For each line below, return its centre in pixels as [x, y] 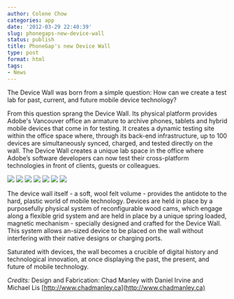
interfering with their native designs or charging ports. [85, 238]
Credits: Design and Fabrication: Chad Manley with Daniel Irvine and [105, 280]
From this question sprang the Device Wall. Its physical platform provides [112, 113]
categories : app [31, 20]
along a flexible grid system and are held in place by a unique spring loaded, [117, 216]
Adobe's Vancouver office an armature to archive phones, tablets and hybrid [117, 120]
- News [17, 72]
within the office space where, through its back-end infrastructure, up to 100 [117, 135]
